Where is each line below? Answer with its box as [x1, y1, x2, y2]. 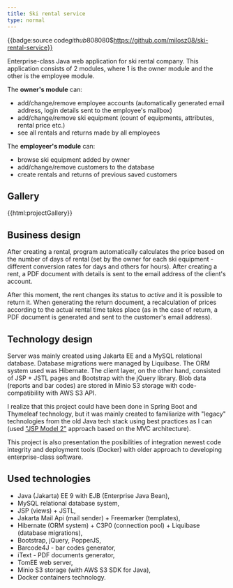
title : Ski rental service [7, 10, 86, 17]
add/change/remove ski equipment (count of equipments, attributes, [17, 113, 215, 122]
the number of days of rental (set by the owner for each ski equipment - [7, 255, 214, 264]
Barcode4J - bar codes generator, [17, 543, 116, 552]
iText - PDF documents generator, [17, 550, 115, 559]
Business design [7, 229, 82, 241]
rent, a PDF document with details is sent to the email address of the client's [7, 270, 227, 278]
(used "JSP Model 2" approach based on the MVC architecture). [7, 424, 191, 432]
